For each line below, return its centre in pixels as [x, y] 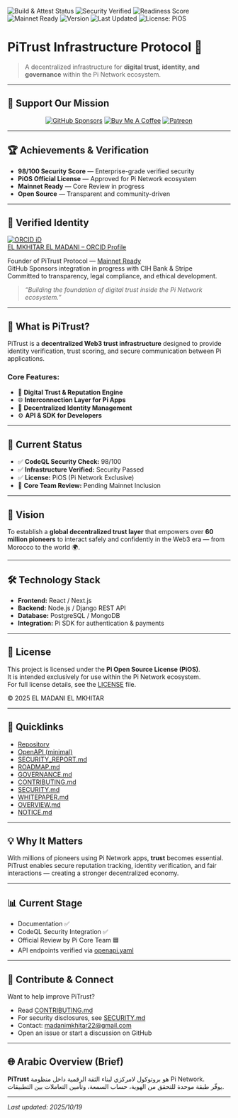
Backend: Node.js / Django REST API [72, 608]
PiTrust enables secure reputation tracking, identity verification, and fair [112, 866]
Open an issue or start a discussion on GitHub [85, 1033]
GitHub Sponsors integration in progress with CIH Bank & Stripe [100, 268]
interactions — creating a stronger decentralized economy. [93, 873]
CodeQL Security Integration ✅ [63, 932]
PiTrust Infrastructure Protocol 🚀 [105, 47]
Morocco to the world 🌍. [44, 548]
